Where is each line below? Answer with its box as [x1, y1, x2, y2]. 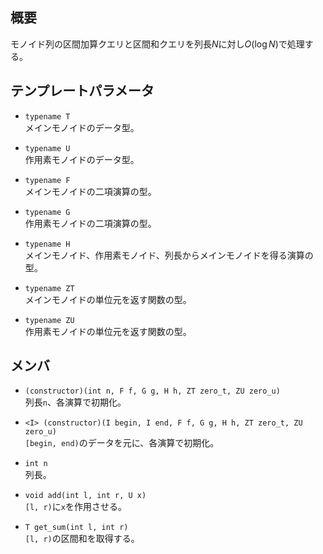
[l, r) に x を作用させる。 [24, 501, 127, 513]
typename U [24, 143, 71, 153]
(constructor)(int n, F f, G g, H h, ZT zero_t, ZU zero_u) [24, 386, 281, 397]
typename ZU [24, 315, 75, 325]
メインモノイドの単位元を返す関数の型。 [24, 293, 192, 305]
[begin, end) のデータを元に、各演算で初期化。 [24, 437, 220, 449]
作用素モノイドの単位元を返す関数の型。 [24, 325, 192, 337]
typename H [24, 239, 71, 249]
